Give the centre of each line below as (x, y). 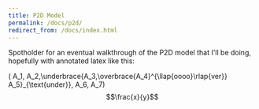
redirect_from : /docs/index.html (63, 30)
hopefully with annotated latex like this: (72, 61)
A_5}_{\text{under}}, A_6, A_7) (57, 85)
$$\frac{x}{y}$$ (132, 97)
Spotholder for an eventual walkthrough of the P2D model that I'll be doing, (130, 53)
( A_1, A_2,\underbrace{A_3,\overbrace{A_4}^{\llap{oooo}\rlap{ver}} (118, 77)
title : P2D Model (37, 15)
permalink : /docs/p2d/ (45, 23)
